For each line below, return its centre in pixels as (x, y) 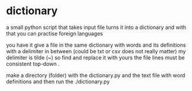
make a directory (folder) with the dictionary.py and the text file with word (96, 75)
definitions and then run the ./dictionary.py (58, 82)
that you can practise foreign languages (55, 33)
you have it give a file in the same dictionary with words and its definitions (96, 45)
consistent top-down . (33, 64)
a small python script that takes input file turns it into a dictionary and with (96, 27)
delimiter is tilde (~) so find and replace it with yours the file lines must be (95, 57)
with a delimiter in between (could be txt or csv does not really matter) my (96, 51)
